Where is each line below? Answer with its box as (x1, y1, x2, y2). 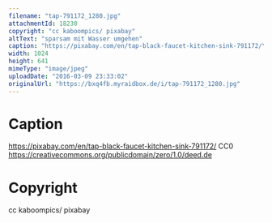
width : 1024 (8, 49, 49, 58)
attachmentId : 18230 (8, 19, 79, 28)
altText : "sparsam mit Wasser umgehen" (8, 34, 143, 43)
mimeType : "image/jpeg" (8, 65, 89, 73)
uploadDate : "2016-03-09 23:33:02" (8, 72, 129, 80)
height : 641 (8, 58, 49, 66)
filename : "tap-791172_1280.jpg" (8, 11, 121, 20)
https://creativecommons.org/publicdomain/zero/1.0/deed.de (8, 150, 213, 160)
